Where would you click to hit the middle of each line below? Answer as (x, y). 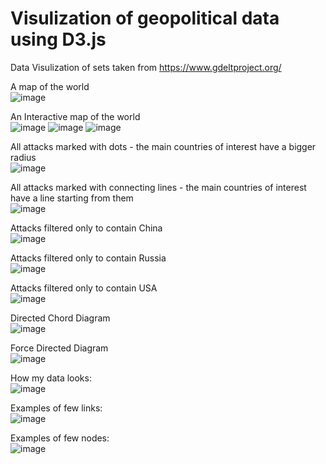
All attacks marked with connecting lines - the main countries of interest (158, 187)
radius (23, 157)
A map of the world (50, 86)
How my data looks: (51, 378)
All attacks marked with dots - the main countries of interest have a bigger (163, 146)
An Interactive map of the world (75, 116)
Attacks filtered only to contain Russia (88, 258)
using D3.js (58, 39)
